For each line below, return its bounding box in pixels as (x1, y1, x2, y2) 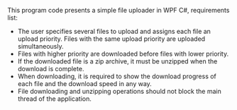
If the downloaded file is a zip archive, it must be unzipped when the (17, 57, 218, 66)
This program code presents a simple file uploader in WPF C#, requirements (7, 6, 230, 14)
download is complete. (17, 65, 84, 73)
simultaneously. (17, 42, 64, 50)
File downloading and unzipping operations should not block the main (17, 87, 221, 95)
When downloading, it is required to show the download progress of (17, 72, 216, 80)
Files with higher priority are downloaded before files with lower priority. (17, 49, 229, 58)
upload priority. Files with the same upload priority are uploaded (17, 35, 206, 43)
